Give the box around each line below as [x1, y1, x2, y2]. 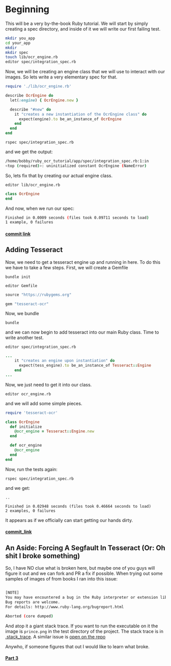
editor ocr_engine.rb [5, 391, 51, 397]
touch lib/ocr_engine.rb [5, 54, 58, 60]
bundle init [5, 274, 31, 280]
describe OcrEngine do [5, 93, 53, 98]
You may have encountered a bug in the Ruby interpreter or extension [5, 595, 158, 600]
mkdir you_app [5, 36, 36, 41]
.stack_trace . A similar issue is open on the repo [5, 633, 106, 640]
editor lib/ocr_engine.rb [5, 182, 60, 187]
